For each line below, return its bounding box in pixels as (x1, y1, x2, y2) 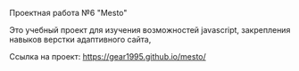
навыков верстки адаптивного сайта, (9, 35, 152, 44)
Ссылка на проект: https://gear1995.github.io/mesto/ (9, 51, 207, 61)
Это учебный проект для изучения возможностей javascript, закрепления (9, 25, 291, 35)
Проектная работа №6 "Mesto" (9, 8, 128, 18)
